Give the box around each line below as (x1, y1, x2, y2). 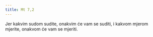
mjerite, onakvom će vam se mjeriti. (5, 26, 78, 32)
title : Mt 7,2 (5, 7, 35, 12)
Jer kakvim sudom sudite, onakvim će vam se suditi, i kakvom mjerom (5, 21, 149, 27)
